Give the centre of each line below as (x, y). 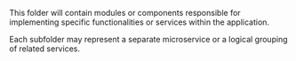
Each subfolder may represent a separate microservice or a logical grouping (148, 39)
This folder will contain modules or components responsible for (125, 13)
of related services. (44, 49)
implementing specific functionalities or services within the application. (139, 22)
